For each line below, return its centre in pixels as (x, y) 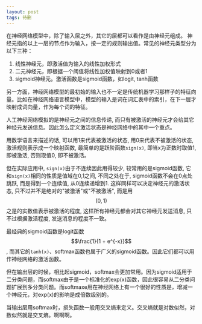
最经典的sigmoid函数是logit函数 (45, 231)
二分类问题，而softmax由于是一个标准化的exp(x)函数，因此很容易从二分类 (98, 279)
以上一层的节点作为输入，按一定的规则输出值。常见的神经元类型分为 (112, 43)
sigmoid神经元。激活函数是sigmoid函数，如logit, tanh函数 (87, 79)
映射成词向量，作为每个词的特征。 (49, 107)
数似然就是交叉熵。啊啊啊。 (41, 315)
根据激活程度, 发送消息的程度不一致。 (63, 218)
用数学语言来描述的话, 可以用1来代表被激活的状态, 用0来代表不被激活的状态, (100, 140)
